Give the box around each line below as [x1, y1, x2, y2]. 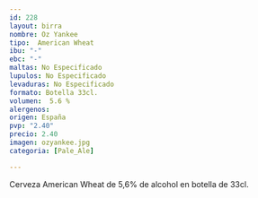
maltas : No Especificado [9, 64, 102, 73]
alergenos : [9, 105, 50, 114]
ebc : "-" [9, 55, 42, 64]
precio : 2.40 [9, 130, 58, 139]
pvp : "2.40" [9, 122, 54, 131]
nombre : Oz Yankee [9, 30, 78, 39]
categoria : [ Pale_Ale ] [9, 146, 94, 155]
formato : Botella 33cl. [9, 88, 99, 97]
